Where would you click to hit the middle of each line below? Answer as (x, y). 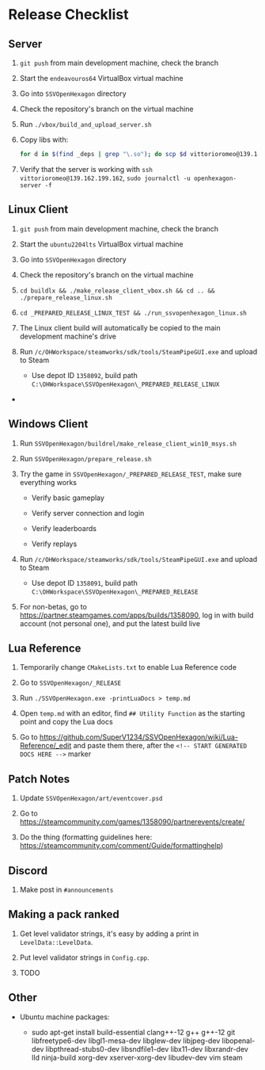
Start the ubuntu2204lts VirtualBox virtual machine (101, 244)
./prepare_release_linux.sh (66, 298)
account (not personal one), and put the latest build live (110, 623)
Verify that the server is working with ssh (86, 169)
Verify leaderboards (64, 528)
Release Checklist (68, 15)
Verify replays (54, 544)
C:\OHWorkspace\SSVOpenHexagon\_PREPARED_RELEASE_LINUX (125, 384)
